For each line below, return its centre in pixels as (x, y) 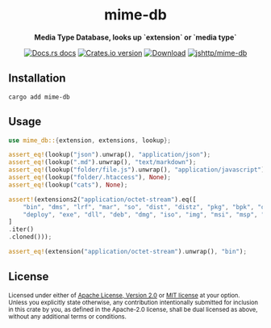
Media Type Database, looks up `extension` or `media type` (135, 37)
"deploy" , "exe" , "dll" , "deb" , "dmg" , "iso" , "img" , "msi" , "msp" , (140, 214)
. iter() (21, 229)
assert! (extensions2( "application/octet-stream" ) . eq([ (102, 200)
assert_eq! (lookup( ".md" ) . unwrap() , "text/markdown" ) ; (102, 162)
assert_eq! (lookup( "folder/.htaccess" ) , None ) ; (90, 178)
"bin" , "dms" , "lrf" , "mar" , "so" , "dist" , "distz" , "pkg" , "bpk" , (139, 207)
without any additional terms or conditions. (67, 317)
